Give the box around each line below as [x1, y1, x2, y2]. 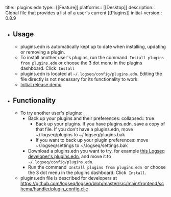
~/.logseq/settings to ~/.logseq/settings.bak [35, 142, 128, 149]
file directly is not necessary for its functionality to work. [20, 76, 139, 82]
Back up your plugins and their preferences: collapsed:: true [28, 115, 155, 121]
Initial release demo [20, 81, 62, 87]
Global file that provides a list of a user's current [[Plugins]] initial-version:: [5, 10, 162, 16]
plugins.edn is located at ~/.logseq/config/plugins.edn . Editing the [20, 70, 162, 77]
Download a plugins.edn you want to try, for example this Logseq [28, 147, 165, 154]
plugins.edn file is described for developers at [20, 175, 117, 181]
